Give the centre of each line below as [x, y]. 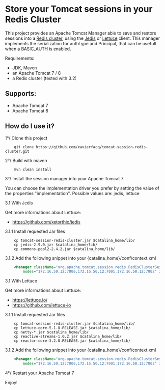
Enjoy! [12, 383]
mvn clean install [33, 169]
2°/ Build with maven [26, 160]
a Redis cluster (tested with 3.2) [44, 78]
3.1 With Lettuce [21, 281]
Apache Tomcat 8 [30, 111]
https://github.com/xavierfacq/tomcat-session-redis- [92, 147]
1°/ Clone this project [26, 138]
